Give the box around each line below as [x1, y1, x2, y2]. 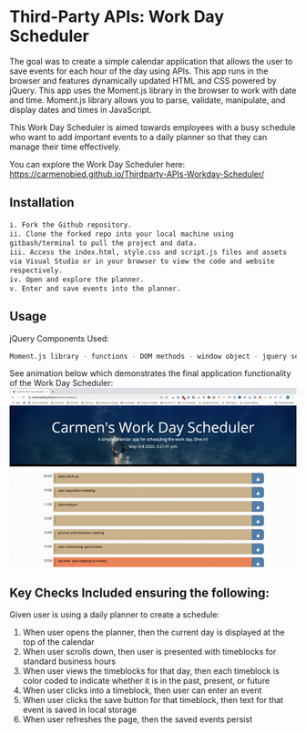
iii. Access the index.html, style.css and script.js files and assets [9, 248, 287, 257]
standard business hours [22, 656, 117, 667]
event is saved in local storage [22, 704, 138, 716]
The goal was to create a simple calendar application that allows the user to [9, 56, 293, 66]
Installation [9, 195, 75, 210]
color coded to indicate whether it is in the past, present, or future [22, 676, 270, 687]
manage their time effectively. [9, 141, 121, 152]
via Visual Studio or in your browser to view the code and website [9, 257, 275, 266]
